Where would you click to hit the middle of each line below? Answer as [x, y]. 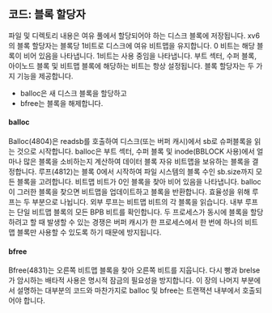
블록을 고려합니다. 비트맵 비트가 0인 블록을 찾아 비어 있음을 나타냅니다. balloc [139, 182]
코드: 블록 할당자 [47, 15]
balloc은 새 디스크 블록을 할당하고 [73, 93]
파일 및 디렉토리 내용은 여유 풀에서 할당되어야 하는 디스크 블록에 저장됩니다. [127, 36]
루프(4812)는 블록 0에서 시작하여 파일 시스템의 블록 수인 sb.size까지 [146, 171]
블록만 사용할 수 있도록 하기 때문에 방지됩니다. [89, 232]
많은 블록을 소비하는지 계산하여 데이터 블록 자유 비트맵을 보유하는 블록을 [137, 162]
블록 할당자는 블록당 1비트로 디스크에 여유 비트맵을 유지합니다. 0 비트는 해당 [136, 45]
